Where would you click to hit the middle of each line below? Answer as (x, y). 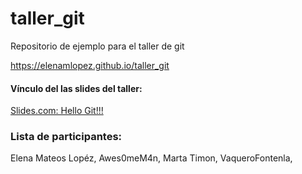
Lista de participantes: (66, 137)
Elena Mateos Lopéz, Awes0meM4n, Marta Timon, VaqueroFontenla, (151, 158)
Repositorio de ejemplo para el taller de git (97, 46)
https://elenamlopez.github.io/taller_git (90, 65)
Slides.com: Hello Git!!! (57, 111)
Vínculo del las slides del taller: (76, 88)
